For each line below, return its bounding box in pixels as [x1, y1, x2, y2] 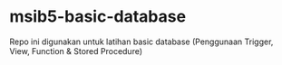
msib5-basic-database [9, 6, 187, 27]
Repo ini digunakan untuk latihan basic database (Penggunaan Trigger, [9, 36, 274, 47]
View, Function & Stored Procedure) [9, 45, 143, 56]
